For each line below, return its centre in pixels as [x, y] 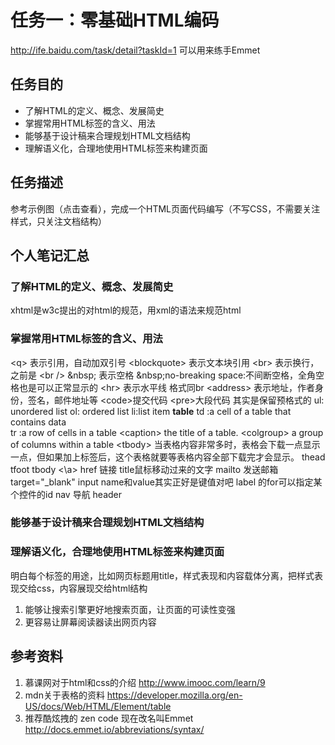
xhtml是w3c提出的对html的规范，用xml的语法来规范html [126, 310]
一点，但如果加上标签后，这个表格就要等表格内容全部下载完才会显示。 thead [168, 457]
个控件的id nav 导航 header [66, 494]
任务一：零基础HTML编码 [115, 20]
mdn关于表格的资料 [64, 695]
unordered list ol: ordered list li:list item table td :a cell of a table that [151, 411]
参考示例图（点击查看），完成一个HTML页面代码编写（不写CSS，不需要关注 [165, 208]
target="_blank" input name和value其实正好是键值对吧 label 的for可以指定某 [166, 482]
